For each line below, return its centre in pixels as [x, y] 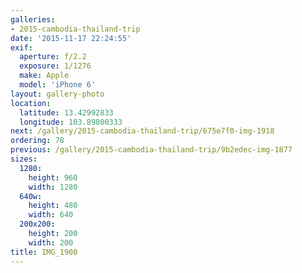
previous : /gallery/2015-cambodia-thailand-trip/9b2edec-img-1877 [151, 150]
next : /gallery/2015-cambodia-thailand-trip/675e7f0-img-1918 [142, 131]
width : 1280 [53, 187]
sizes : [24, 159]
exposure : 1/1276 [55, 66]
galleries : [33, 19]
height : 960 [53, 177]
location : [31, 103]
